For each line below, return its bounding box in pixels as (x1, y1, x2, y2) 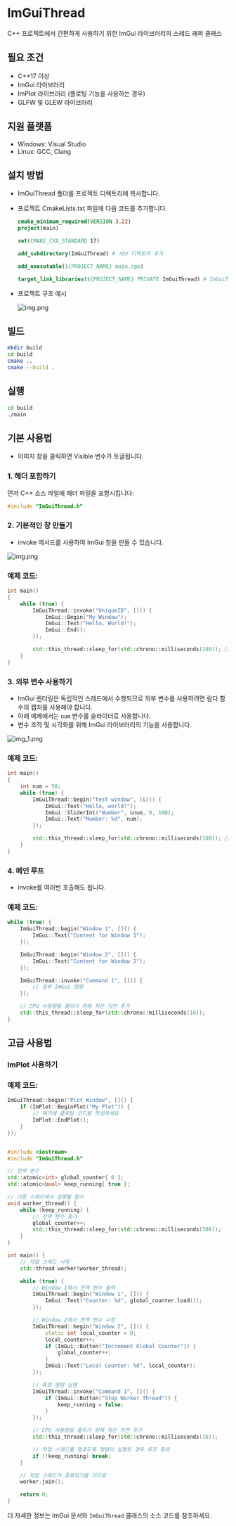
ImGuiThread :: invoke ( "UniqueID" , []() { (32, 607, 152, 614)
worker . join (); (20, 1478, 65, 1485)
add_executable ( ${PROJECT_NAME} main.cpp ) (17, 262, 144, 270)
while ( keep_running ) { (20, 1206, 90, 1214)
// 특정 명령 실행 (32, 1381, 77, 1388)
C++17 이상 (17, 72, 50, 80)
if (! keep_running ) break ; (32, 1452, 112, 1460)
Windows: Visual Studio (17, 139, 86, 148)
